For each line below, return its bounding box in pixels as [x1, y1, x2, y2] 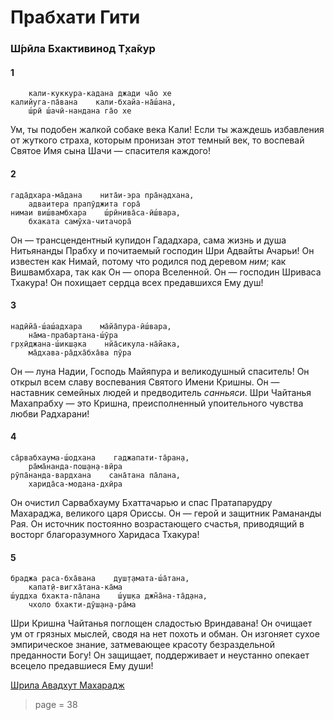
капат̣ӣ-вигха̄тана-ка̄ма [28, 582, 123, 593]
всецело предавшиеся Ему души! [10, 660, 154, 672]
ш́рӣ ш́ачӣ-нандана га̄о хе [28, 106, 132, 116]
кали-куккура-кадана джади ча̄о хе [28, 89, 172, 99]
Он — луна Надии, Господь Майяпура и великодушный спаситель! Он [10, 365, 310, 377]
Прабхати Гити [10, 6, 141, 29]
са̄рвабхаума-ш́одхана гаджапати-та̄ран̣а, [10, 452, 190, 463]
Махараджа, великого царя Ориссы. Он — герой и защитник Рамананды [10, 507, 322, 519]
